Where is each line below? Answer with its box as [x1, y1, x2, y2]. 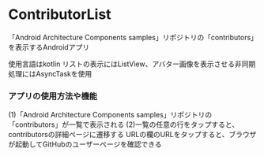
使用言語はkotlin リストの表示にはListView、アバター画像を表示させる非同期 [8, 59, 256, 69]
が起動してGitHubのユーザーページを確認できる [8, 139, 162, 149]
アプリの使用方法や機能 [8, 91, 97, 102]
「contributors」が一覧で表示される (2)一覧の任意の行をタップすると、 [8, 120, 239, 129]
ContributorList [8, 6, 112, 24]
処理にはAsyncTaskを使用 [8, 69, 92, 78]
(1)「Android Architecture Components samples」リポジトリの [8, 110, 213, 120]
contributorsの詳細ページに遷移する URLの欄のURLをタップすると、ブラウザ [8, 130, 257, 139]
